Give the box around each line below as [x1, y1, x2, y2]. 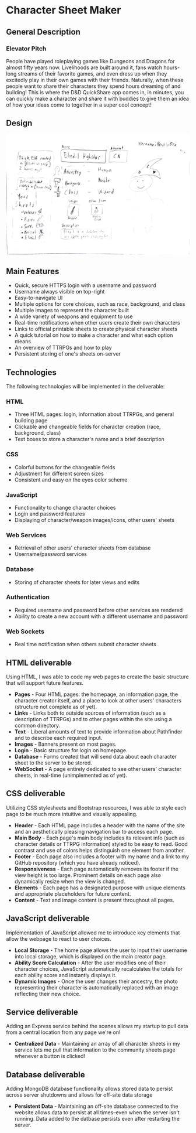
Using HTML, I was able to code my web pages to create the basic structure [6, 673, 189, 680]
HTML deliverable [6, 657, 72, 668]
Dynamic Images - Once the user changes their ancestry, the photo [14, 978, 178, 985]
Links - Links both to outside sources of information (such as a [14, 709, 166, 716]
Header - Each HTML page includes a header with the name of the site [14, 821, 185, 829]
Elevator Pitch [6, 45, 47, 53]
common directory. [14, 722, 61, 729]
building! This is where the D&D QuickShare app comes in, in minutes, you [6, 88, 184, 95]
